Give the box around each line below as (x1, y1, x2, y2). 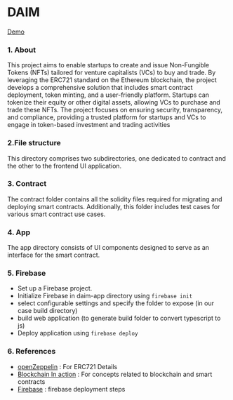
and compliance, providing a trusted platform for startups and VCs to (7, 113, 206, 121)
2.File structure (7, 138, 61, 148)
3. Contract (7, 179, 47, 189)
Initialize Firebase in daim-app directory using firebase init (17, 292, 193, 300)
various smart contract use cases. (7, 210, 106, 218)
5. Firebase (7, 268, 46, 278)
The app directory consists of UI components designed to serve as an (7, 244, 209, 252)
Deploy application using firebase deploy (17, 329, 138, 338)
